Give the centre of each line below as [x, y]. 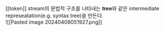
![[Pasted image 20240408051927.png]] [54, 22]
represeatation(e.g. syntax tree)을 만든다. [54, 15]
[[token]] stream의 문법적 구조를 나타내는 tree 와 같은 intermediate [82, 8]
